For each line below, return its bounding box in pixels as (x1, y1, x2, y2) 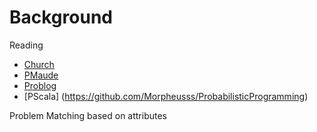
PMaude (23, 69, 59, 81)
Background (9, 6, 113, 29)
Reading (9, 39, 44, 51)
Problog (23, 79, 57, 91)
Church (23, 58, 55, 70)
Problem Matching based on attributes (9, 109, 168, 121)
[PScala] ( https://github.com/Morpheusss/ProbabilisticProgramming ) (23, 90, 309, 102)
